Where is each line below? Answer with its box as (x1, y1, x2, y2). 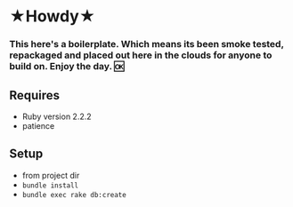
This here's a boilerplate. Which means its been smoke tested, (9, 38, 284, 51)
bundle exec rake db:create (21, 190, 126, 199)
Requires (9, 87, 61, 103)
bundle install (21, 180, 79, 190)
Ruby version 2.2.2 (21, 111, 92, 122)
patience (21, 120, 55, 131)
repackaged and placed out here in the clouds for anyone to (9, 49, 273, 61)
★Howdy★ (9, 6, 96, 27)
